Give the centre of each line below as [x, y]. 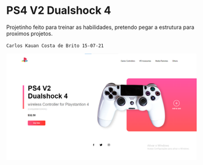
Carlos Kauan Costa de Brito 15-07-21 [55, 46]
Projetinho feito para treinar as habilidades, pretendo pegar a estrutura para [100, 27]
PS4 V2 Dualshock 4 [59, 11]
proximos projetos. [30, 33]
